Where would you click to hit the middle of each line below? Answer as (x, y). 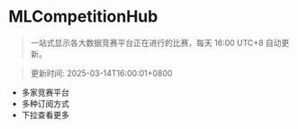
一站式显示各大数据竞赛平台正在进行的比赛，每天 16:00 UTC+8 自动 (156, 42)
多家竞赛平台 (45, 92)
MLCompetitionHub (83, 17)
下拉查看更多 (45, 115)
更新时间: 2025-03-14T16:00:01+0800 (101, 73)
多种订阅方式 (45, 103)
